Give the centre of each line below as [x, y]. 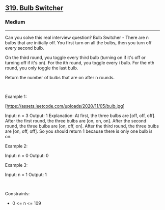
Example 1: [16, 96]
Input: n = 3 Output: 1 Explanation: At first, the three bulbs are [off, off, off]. [80, 116]
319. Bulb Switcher [34, 8]
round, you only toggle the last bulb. [42, 68]
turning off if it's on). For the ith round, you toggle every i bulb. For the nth [80, 62]
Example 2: [16, 146]
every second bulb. [25, 48]
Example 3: [16, 165]
